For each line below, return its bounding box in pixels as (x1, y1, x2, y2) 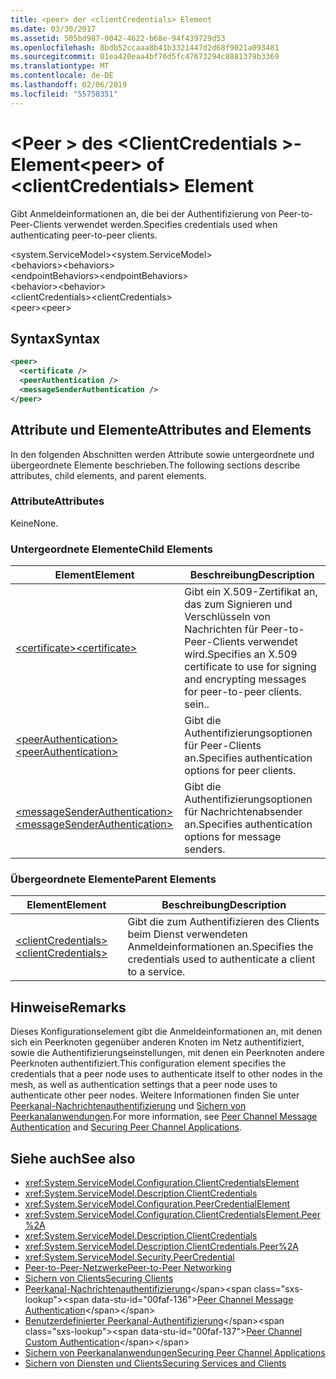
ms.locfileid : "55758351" (10, 89, 118, 99)
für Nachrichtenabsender (184, 805, 303, 819)
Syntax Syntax (10, 330, 101, 347)
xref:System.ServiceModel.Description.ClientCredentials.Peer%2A (24, 1241, 299, 1253)
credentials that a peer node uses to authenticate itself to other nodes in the (10, 1068, 323, 1080)
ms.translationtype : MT (10, 61, 110, 71)
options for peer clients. (184, 764, 297, 778)
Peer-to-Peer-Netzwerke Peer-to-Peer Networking (24, 1262, 232, 1274)
